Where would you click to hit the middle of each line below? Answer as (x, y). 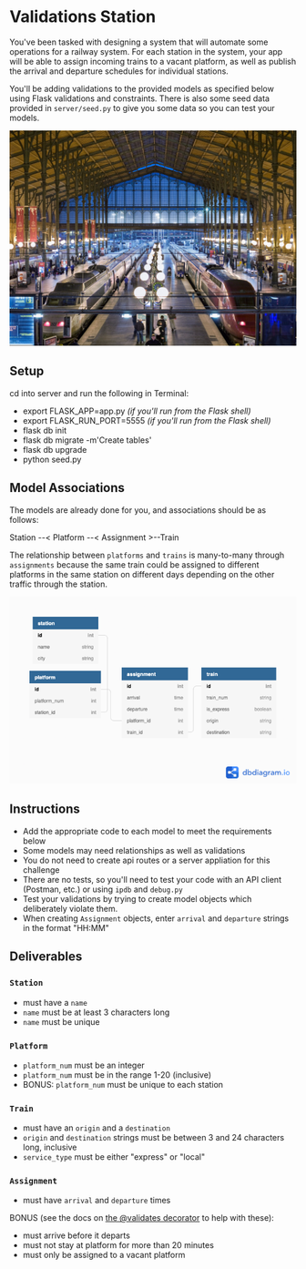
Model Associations (67, 488)
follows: (24, 519)
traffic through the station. (58, 584)
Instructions (45, 809)
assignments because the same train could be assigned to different (134, 564)
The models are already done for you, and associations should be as (138, 510)
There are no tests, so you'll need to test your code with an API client (152, 879)
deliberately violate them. (70, 908)
